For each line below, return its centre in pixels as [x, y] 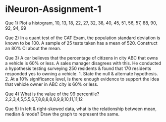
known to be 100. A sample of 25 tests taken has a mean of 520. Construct [81, 43]
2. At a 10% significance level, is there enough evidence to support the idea [82, 79]
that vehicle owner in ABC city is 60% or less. [52, 84]
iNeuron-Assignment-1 [53, 9]
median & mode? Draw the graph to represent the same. [62, 114]
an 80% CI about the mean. [33, 48]
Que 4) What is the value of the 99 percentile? [52, 94]
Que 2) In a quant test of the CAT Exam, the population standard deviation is [83, 38]
